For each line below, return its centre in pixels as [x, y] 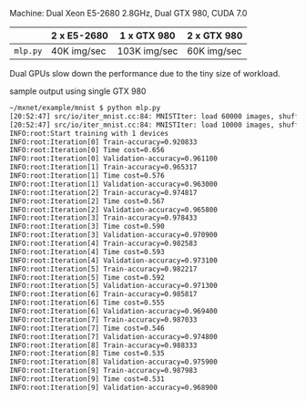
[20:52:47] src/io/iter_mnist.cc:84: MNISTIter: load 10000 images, [142, 125]
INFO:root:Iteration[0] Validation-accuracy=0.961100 [114, 159]
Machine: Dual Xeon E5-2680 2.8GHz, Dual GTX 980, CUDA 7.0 [128, 13]
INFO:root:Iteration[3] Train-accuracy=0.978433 [103, 218]
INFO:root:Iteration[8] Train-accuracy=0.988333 [103, 345]
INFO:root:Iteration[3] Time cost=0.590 [87, 227]
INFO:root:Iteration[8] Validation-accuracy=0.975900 [114, 362]
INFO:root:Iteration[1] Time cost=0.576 [87, 176]
